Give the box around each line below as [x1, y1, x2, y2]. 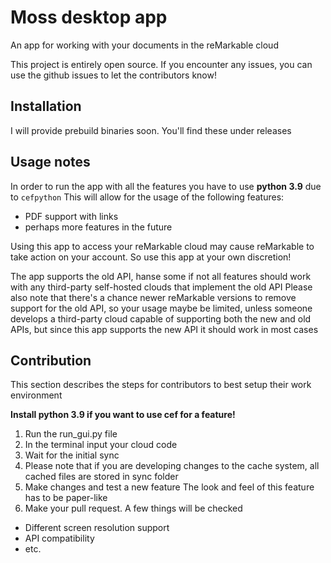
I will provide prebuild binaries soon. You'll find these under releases [10, 124, 292, 136]
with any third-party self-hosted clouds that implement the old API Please [10, 281, 313, 293]
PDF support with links [24, 210, 119, 222]
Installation [10, 98, 82, 115]
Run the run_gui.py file [24, 428, 118, 440]
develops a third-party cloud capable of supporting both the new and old [10, 312, 312, 325]
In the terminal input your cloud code [24, 439, 178, 451]
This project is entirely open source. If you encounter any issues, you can [10, 58, 313, 70]
